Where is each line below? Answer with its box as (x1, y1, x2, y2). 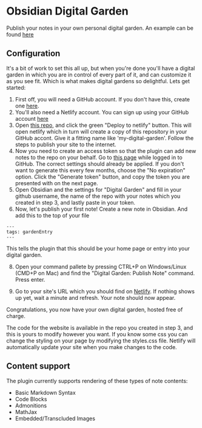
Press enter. (15, 276, 45, 283)
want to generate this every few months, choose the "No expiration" (15, 166, 186, 174)
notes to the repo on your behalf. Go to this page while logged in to (15, 154, 183, 161)
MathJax (15, 408, 38, 415)
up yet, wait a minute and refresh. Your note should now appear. (15, 294, 176, 301)
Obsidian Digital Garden (6, 4, 129, 18)
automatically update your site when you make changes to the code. (6, 343, 177, 350)
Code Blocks (15, 395, 47, 403)
